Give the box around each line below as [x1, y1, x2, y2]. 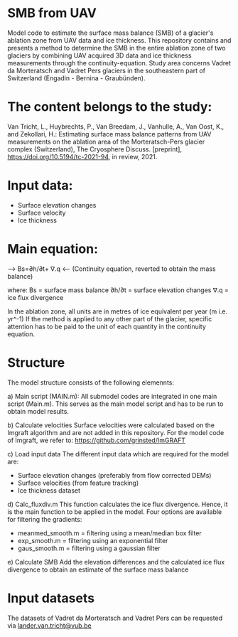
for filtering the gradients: [7, 515, 82, 523]
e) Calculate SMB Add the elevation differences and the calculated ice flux [7, 557, 225, 566]
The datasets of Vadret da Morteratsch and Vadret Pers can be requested [7, 614, 223, 622]
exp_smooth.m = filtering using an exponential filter [17, 536, 168, 545]
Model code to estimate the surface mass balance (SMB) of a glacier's [7, 28, 214, 37]
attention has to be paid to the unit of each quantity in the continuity [7, 322, 206, 331]
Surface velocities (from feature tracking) [17, 478, 139, 487]
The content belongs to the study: [7, 99, 212, 115]
